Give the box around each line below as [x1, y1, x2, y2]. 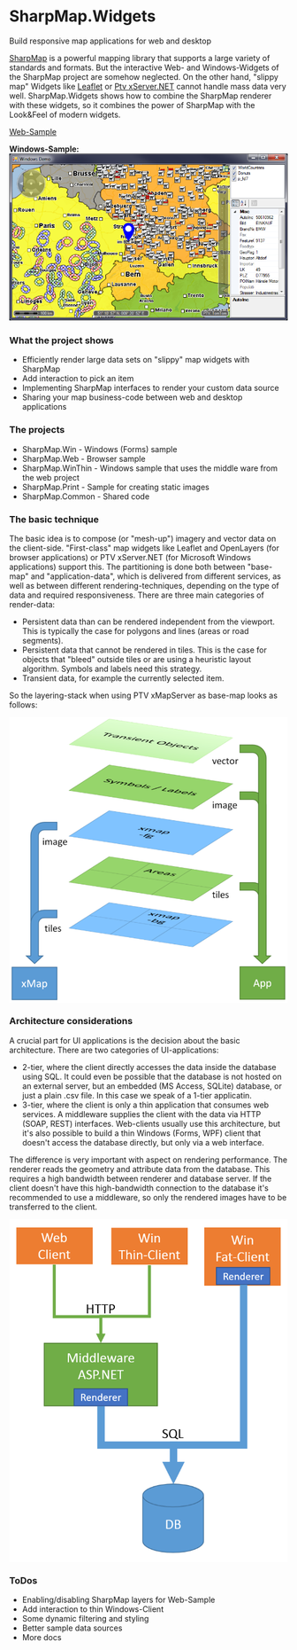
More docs [21, 1632, 62, 1643]
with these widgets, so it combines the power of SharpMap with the [9, 99, 255, 110]
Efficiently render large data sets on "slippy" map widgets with [21, 355, 250, 365]
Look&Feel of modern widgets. [9, 109, 121, 120]
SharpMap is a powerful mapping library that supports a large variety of [9, 52, 270, 63]
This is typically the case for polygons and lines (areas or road [21, 625, 249, 636]
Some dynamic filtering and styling [21, 1614, 149, 1624]
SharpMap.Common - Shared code [21, 490, 150, 502]
